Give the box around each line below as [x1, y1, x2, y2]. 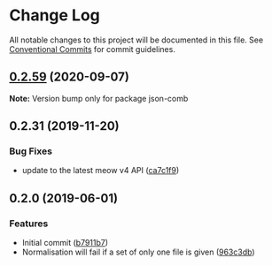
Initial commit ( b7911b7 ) [21, 238, 109, 248]
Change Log [9, 5, 100, 26]
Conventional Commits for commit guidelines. [9, 43, 175, 54]
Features [9, 217, 49, 230]
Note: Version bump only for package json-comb [9, 93, 189, 103]
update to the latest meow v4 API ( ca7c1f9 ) [21, 165, 180, 176]
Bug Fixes [9, 145, 53, 157]
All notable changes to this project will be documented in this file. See [9, 34, 264, 45]
